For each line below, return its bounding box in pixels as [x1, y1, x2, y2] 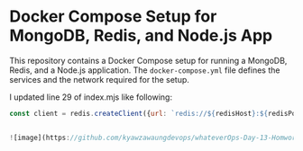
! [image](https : [9, 133, 70, 142]
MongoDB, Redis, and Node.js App [9, 25, 273, 46]
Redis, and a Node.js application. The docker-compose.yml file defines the [9, 65, 280, 75]
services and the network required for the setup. [9, 74, 189, 84]
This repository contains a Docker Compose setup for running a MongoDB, [9, 55, 288, 66]
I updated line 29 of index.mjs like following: [9, 92, 173, 102]
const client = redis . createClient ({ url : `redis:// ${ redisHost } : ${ [9, 109, 269, 118]
